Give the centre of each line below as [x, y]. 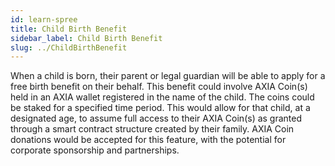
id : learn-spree [44, 19]
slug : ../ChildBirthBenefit [69, 47]
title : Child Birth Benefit [69, 29]
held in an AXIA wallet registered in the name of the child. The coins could [162, 97]
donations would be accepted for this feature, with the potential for [148, 140]
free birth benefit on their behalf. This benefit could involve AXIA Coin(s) [159, 87]
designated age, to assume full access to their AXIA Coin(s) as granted [156, 118]
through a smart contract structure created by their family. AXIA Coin [152, 129]
